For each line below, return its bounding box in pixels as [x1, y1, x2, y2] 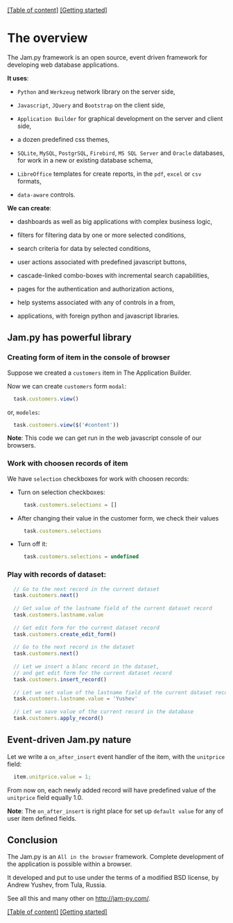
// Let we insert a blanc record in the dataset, [13, 663, 159, 670]
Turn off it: [17, 540, 47, 548]
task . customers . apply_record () [13, 715, 104, 722]
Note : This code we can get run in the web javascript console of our [7, 434, 202, 442]
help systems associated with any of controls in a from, [17, 298, 175, 307]
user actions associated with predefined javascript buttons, [17, 257, 187, 266]
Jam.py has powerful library [7, 332, 132, 343]
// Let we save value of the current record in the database [13, 708, 194, 715]
